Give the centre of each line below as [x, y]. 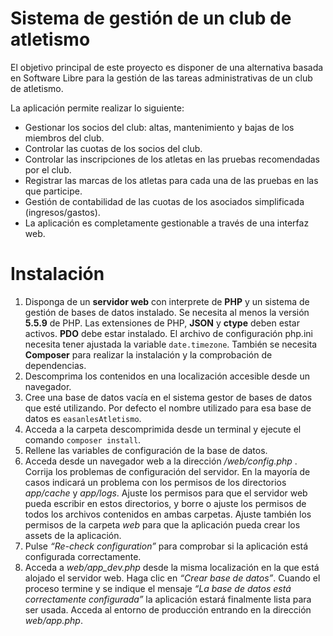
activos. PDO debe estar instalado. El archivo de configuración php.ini [168, 333]
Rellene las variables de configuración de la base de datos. [146, 450]
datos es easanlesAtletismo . [83, 418]
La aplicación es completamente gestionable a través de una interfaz [167, 223]
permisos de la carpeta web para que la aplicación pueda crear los [162, 524]
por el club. [48, 169]
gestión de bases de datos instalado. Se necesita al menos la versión [167, 312]
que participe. [53, 191]
